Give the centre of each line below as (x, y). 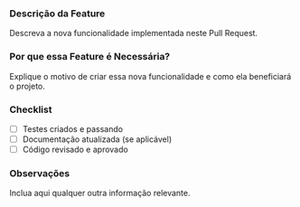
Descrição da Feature (57, 14)
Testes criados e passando (73, 128)
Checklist (31, 109)
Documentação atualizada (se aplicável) (97, 139)
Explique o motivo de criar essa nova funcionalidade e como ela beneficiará (150, 76)
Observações (40, 173)
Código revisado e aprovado (75, 150)
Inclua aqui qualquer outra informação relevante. (100, 193)
